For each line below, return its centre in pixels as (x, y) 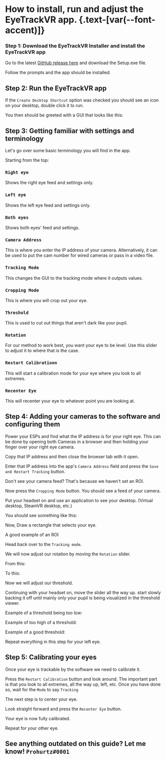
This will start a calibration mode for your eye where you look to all (73, 373)
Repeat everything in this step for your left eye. (53, 642)
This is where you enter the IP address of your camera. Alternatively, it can (81, 250)
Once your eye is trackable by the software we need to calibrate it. (73, 669)
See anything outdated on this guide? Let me (76, 744)
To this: (13, 573)
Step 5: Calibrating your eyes (51, 657)
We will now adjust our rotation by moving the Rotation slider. (68, 554)
